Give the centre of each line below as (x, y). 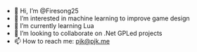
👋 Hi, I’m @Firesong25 (46, 11)
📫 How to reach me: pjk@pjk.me (62, 41)
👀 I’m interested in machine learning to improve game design (102, 18)
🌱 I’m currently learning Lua (54, 26)
